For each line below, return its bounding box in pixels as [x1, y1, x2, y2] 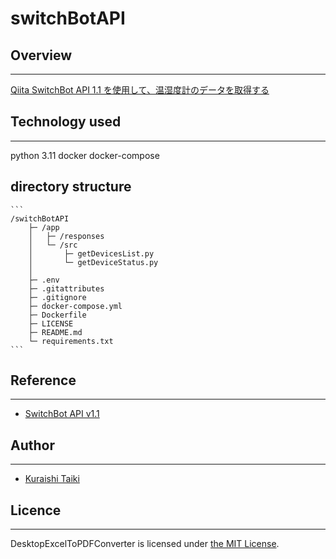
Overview [10, 47, 73, 64]
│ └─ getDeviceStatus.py [28, 257, 159, 267]
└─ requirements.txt [28, 336, 114, 346]
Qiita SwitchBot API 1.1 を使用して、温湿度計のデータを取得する [10, 84, 270, 96]
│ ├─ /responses [28, 231, 105, 241]
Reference [10, 372, 77, 389]
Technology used [10, 113, 122, 131]
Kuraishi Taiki [24, 473, 80, 485]
